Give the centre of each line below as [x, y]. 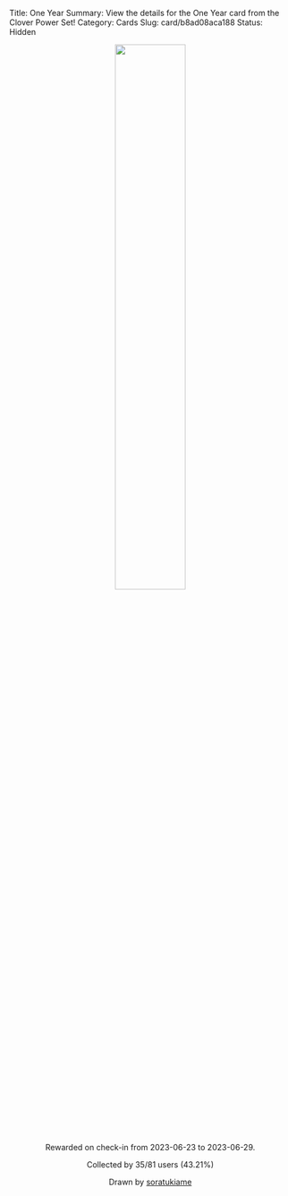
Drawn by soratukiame [150, 1182]
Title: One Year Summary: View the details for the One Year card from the [144, 13]
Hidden [23, 32]
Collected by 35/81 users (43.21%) [150, 1165]
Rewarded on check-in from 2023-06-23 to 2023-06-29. [150, 1147]
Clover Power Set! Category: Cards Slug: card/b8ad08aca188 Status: [136, 22]
